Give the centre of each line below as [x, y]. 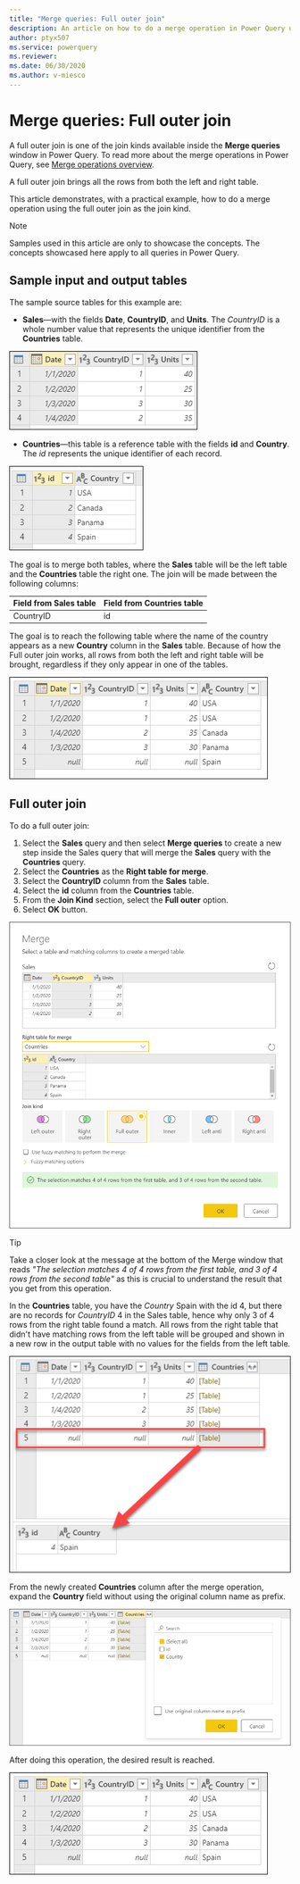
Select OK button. [55, 909]
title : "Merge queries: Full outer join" [87, 19]
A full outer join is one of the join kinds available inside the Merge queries [145, 145]
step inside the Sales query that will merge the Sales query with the [146, 852]
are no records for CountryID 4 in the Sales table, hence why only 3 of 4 [142, 1315]
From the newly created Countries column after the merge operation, [137, 1587]
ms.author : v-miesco [48, 76]
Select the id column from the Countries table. [108, 890]
